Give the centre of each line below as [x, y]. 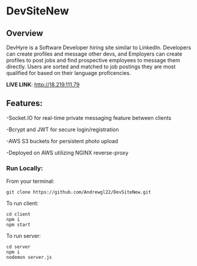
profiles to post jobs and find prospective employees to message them [93, 60]
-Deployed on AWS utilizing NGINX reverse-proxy [67, 152]
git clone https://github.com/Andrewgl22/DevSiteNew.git [79, 192]
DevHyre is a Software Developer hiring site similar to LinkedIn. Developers [99, 47]
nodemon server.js [29, 258]
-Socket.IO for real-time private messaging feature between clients [89, 117]
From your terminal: [31, 182]
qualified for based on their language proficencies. [69, 73]
